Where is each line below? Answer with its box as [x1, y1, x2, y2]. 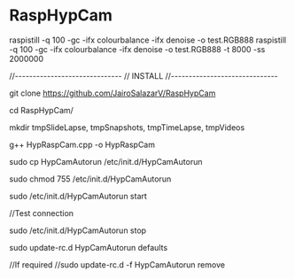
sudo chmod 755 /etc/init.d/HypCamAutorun [9, 174, 172, 184]
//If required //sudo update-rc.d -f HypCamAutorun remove [9, 259, 226, 270]
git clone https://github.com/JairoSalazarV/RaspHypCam [9, 88, 216, 98]
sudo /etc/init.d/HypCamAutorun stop [9, 225, 147, 236]
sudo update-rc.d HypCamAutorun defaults [9, 242, 168, 252]
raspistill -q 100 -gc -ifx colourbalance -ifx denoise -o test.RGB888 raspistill [9, 35, 286, 45]
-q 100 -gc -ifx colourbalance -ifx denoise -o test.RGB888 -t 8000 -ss [9, 43, 266, 54]
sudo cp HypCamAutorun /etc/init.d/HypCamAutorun [9, 156, 203, 167]
